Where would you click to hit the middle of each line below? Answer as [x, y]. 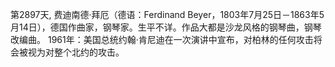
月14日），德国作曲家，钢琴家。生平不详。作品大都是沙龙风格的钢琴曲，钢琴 [166, 27]
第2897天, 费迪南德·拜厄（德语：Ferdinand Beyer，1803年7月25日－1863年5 [167, 14]
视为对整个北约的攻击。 [76, 52]
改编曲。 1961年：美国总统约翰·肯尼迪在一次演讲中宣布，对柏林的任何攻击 [162, 39]
